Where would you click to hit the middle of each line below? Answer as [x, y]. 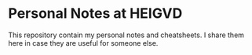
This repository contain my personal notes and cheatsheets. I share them [126, 35]
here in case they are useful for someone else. [83, 43]
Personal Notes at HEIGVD [95, 14]
